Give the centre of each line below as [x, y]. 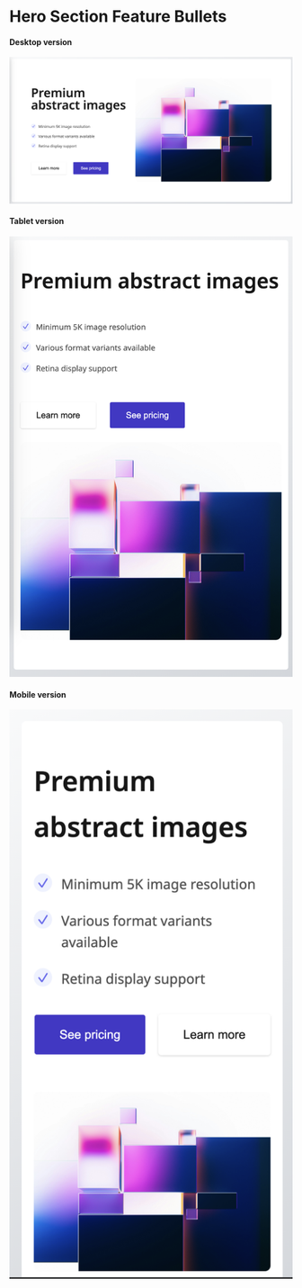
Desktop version [41, 41]
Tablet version [37, 221]
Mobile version [38, 694]
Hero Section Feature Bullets [118, 17]
